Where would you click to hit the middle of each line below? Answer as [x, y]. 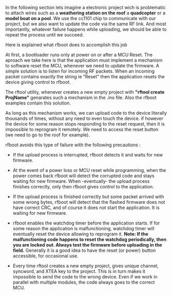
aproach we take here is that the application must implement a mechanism [84, 60]
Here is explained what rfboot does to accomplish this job [66, 45]
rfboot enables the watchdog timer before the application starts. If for [86, 223]
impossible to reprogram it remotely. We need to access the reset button [82, 129]
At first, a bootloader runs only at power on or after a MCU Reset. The [79, 55]
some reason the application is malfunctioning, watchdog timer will [84, 228]
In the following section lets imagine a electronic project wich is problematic [85, 7]
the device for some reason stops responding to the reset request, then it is [85, 124]
